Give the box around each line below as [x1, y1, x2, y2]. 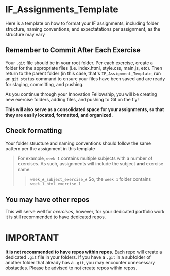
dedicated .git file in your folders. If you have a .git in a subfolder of [5, 254, 151, 260]
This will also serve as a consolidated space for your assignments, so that [5, 106, 164, 113]
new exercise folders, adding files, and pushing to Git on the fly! [5, 96, 139, 102]
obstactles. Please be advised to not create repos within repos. [5, 265, 137, 271]
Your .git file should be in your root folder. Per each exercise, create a [5, 60, 153, 66]
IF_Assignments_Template [5, 4, 118, 15]
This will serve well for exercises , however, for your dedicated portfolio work [5, 209, 165, 215]
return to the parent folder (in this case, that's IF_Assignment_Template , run [5, 70, 161, 76]
